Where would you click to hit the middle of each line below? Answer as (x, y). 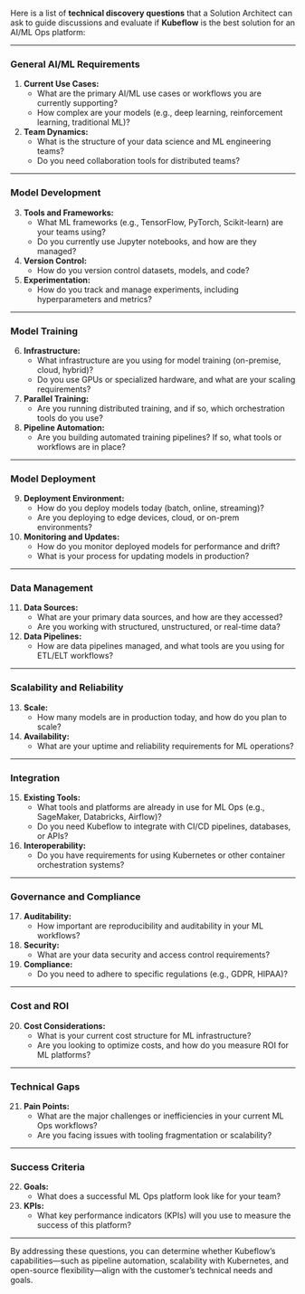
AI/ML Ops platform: (48, 32)
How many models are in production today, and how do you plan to (162, 717)
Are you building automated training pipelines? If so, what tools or (159, 437)
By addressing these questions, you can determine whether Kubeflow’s (143, 1251)
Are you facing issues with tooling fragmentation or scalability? (154, 1135)
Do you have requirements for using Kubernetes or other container (161, 855)
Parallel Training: (56, 398)
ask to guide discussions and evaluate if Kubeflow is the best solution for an (153, 23)
